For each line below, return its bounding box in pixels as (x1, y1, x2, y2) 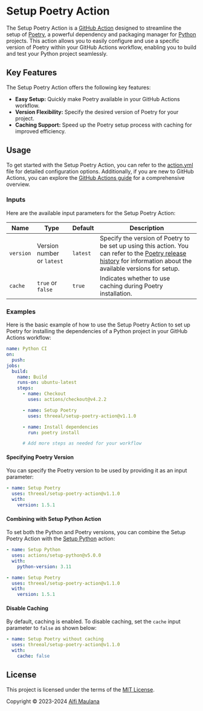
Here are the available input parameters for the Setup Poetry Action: (6, 209, 176, 216)
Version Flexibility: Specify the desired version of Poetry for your (14, 108, 179, 116)
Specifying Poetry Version (6, 453, 74, 461)
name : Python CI (6, 346, 47, 352)
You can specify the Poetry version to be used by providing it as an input (6, 467, 187, 474)
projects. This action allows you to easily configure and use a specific (6, 37, 180, 44)
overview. (6, 180, 30, 188)
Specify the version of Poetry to (99, 234, 190, 242)
